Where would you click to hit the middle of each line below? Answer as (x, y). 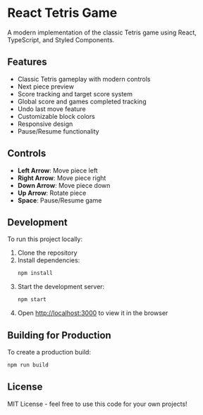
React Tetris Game (62, 13)
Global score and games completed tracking (82, 101)
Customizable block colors (56, 116)
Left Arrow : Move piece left (57, 170)
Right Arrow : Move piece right (62, 178)
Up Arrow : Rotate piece (52, 193)
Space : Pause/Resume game (60, 200)
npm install (35, 273)
